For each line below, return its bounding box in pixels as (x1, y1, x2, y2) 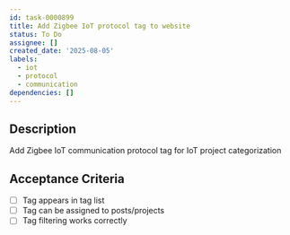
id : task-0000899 (9, 13, 75, 22)
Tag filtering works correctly (22, 215, 127, 226)
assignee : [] (9, 38, 58, 48)
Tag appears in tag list (22, 195, 105, 206)
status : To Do (9, 30, 63, 39)
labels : (9, 55, 39, 64)
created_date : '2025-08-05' (9, 47, 115, 56)
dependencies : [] (9, 88, 75, 97)
